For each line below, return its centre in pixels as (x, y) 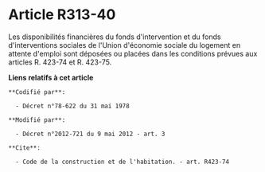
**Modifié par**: (37, 120)
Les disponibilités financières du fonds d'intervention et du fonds (115, 37)
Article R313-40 (62, 15)
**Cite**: (25, 148)
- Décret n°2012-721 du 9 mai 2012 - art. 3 (90, 134)
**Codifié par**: (37, 92)
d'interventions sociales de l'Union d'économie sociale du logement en (125, 45)
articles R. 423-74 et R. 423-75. (60, 62)
